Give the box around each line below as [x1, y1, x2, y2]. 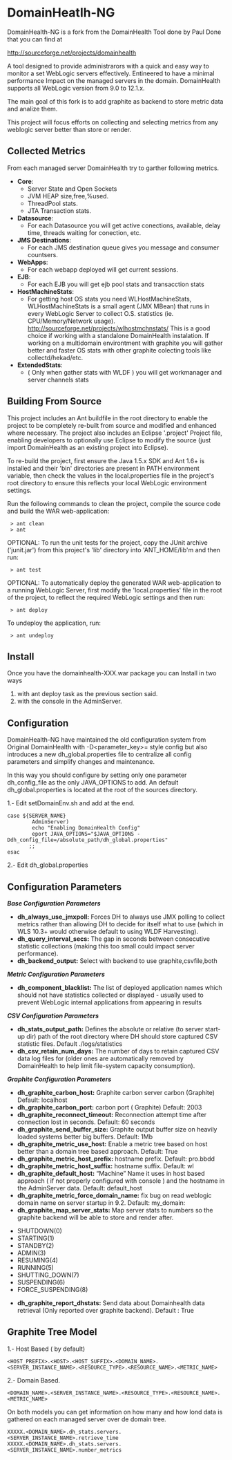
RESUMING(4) [17, 1256, 59, 1264]
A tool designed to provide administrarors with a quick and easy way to [7, 62, 209, 70]
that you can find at [7, 35, 63, 43]
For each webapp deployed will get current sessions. [27, 265, 178, 274]
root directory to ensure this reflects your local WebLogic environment [7, 478, 207, 487]
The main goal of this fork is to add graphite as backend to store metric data [7, 97, 224, 105]
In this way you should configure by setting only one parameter [7, 771, 187, 779]
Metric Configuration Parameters [7, 970, 106, 978]
